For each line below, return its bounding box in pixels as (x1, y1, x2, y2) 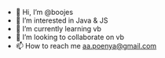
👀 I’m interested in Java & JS (15, 16, 108, 25)
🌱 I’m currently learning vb (15, 24, 102, 33)
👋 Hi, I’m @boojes (15, 8, 73, 16)
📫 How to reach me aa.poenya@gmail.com (15, 42, 157, 50)
